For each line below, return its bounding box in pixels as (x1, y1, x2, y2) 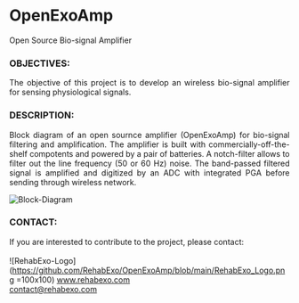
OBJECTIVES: (9, 57, 70, 70)
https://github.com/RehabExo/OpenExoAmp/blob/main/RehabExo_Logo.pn (12, 265, 286, 275)
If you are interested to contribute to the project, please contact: (9, 236, 245, 247)
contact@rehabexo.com (9, 283, 98, 294)
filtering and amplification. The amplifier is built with (9, 139, 206, 150)
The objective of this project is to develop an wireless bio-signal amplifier (9, 78, 290, 88)
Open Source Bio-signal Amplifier (9, 35, 132, 45)
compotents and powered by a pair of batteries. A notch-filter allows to (29, 148, 290, 159)
